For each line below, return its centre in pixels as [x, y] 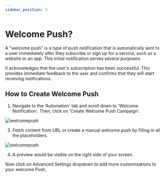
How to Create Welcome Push [52, 94]
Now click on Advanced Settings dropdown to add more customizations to [81, 164]
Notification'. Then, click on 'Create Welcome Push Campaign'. [76, 111]
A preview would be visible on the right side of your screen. [73, 155]
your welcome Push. [26, 170]
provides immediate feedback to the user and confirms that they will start [80, 73]
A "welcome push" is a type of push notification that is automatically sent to [82, 48]
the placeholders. [30, 135]
